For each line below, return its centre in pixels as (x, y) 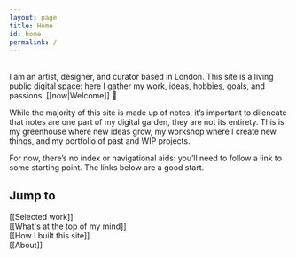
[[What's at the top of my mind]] (68, 226)
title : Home (31, 26)
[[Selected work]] (41, 217)
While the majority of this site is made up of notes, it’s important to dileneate (148, 113)
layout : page (33, 17)
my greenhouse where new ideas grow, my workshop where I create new (143, 132)
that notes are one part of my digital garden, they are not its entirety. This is (147, 122)
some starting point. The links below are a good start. (107, 168)
